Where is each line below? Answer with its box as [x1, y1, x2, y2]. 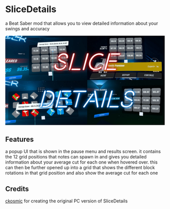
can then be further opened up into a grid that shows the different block [5, 165, 155, 171]
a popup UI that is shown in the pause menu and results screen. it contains [5, 148, 161, 154]
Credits [5, 184, 29, 193]
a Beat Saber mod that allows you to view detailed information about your [5, 20, 158, 26]
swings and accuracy [5, 25, 50, 31]
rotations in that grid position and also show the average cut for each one [5, 170, 158, 176]
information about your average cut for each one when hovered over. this [5, 159, 158, 165]
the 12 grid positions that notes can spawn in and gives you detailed [5, 154, 147, 160]
